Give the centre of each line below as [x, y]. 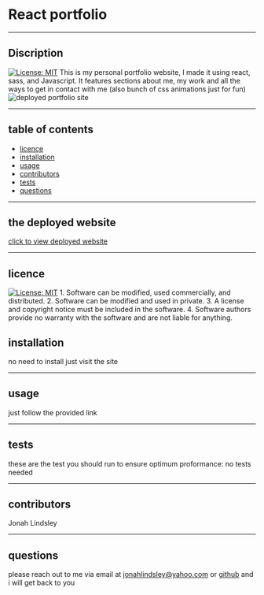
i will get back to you [42, 583]
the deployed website [62, 222]
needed [20, 472]
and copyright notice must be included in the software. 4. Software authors [130, 310]
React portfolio [58, 15]
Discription [36, 53]
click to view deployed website [58, 241]
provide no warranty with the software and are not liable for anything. [121, 318]
